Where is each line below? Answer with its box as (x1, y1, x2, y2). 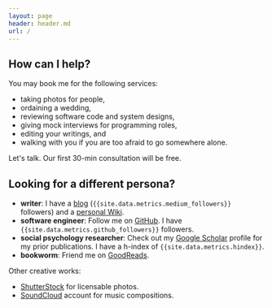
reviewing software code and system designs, (20, 111, 175, 122)
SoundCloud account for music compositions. (20, 290, 174, 300)
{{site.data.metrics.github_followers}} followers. (20, 224, 194, 234)
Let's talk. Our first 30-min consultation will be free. (8, 154, 182, 163)
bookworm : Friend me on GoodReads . (20, 250, 150, 260)
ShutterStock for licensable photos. (20, 282, 139, 291)
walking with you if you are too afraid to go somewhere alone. (20, 137, 228, 147)
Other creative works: (8, 266, 81, 275)
